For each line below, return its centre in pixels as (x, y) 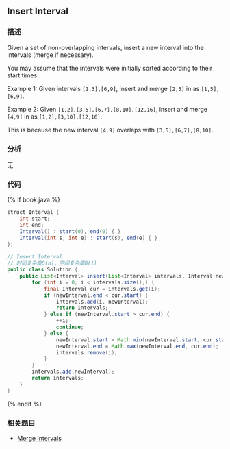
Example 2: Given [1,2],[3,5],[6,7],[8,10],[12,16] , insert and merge (107, 109)
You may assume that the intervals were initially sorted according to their (110, 68)
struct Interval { (33, 213)
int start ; (35, 219)
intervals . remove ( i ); (87, 352)
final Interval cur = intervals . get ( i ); (102, 289)
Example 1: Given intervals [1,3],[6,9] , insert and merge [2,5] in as (103, 88)
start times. (23, 75)
